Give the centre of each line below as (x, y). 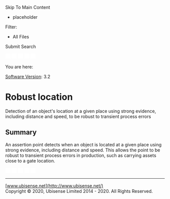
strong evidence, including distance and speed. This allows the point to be (83, 150)
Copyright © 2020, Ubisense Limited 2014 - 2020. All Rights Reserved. (79, 191)
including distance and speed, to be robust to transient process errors (78, 116)
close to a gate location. (30, 161)
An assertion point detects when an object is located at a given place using (83, 144)
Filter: (11, 27)
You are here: (19, 67)
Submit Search (21, 47)
